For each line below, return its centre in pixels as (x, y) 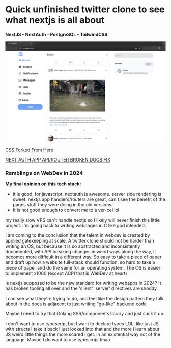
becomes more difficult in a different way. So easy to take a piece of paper (83, 257)
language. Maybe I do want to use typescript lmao (58, 340)
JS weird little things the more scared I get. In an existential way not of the (83, 334)
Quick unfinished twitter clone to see (85, 9)
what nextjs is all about (55, 20)
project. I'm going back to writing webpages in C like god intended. (76, 226)
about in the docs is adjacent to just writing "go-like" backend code (76, 304)
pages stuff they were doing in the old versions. (63, 205)
